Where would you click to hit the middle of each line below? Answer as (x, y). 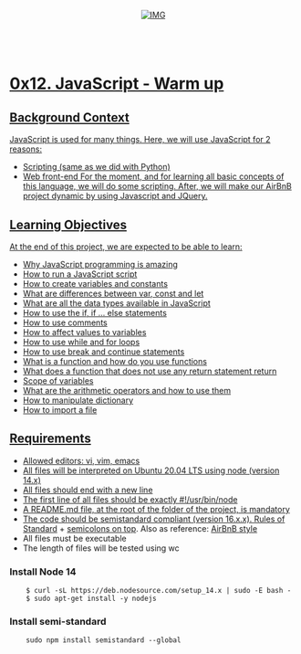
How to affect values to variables (84, 332)
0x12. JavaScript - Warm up (117, 84)
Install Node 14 (43, 572)
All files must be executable (74, 538)
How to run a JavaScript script (80, 274)
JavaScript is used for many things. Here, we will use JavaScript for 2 (140, 140)
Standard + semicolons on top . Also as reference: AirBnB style (140, 528)
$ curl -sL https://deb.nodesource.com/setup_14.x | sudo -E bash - (159, 591)
